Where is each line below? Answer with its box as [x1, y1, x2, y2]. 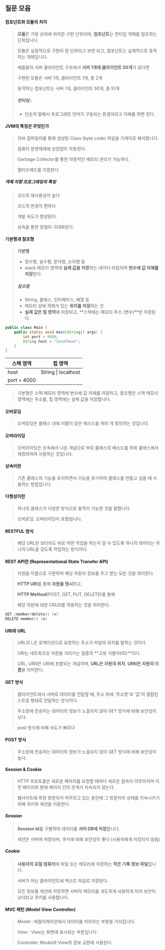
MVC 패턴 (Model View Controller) [5, 906, 76, 912]
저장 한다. [24, 271, 42, 277]
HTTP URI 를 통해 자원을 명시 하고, [17, 581, 82, 587]
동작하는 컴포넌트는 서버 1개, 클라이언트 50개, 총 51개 [17, 85, 120, 91]
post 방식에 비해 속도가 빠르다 [17, 724, 76, 730]
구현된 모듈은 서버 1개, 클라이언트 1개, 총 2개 [17, 75, 103, 81]
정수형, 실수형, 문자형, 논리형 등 [24, 258, 85, 264]
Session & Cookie [5, 766, 42, 772]
